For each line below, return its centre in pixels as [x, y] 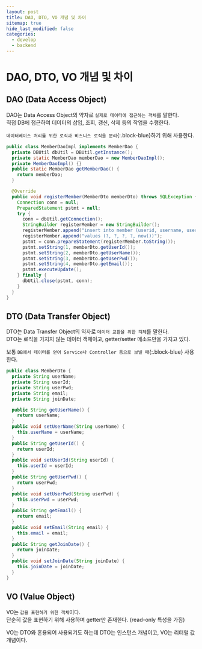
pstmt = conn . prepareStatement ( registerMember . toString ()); [99, 242]
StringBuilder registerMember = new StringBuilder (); [91, 225]
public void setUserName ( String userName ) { [68, 427]
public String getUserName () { [51, 410]
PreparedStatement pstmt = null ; [59, 208]
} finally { [32, 275]
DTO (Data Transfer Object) [58, 316]
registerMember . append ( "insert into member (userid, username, [103, 230]
